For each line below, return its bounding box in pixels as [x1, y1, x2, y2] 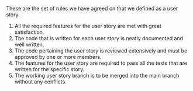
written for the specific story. [14, 66, 85, 72]
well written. [14, 41, 44, 48]
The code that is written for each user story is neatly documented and [14, 35, 183, 41]
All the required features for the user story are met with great [14, 23, 162, 29]
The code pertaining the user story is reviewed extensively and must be [14, 47, 188, 54]
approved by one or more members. [14, 54, 102, 60]
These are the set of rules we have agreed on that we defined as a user [6, 5, 178, 12]
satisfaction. [14, 29, 44, 36]
